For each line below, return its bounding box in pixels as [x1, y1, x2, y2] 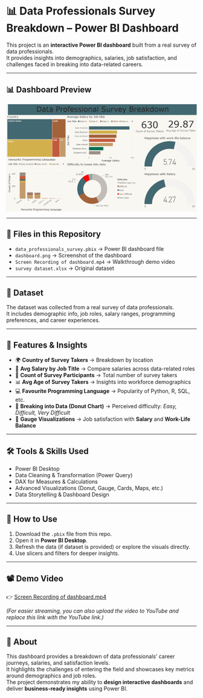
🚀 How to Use [6, 514, 57, 525]
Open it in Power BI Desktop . [14, 537, 88, 544]
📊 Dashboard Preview [6, 85, 92, 95]
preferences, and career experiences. [6, 317, 100, 324]
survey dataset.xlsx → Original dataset [14, 264, 115, 272]
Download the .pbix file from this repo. [14, 530, 112, 537]
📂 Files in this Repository [6, 229, 101, 240]
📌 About [6, 637, 37, 647]
